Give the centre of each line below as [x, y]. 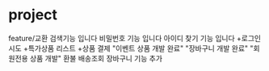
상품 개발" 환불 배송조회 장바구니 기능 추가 [96, 58]
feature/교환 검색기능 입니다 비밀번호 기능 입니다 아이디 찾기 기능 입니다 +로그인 [134, 38]
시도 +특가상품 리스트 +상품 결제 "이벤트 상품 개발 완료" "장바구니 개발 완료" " [131, 48]
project [33, 15]
